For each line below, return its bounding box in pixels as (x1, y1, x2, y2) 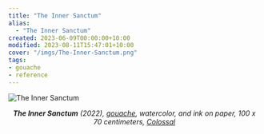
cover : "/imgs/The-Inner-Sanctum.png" (8, 49, 138, 57)
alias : (8, 19, 30, 27)
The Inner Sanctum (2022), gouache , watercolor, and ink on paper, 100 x (13, 108, 256, 118)
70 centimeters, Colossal (93, 116, 176, 126)
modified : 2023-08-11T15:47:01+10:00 (8, 41, 134, 49)
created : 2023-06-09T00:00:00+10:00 (8, 33, 130, 42)
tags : (8, 57, 26, 65)
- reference (8, 71, 48, 79)
